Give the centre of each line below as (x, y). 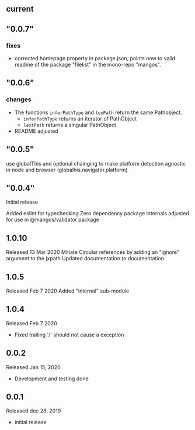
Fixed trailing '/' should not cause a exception (69, 335)
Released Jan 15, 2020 (33, 367)
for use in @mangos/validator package (53, 220)
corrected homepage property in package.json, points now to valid (95, 59)
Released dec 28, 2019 (34, 411)
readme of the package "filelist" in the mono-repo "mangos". (88, 65)
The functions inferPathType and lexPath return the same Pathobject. (98, 112)
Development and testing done (51, 379)
